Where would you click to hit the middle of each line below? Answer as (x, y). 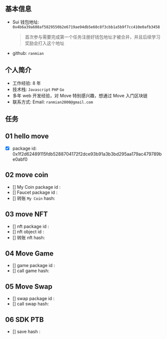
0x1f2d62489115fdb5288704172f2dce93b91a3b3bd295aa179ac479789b (87, 154)
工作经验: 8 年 (27, 83)
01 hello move (27, 136)
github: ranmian (28, 53)
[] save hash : (26, 332)
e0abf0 (20, 159)
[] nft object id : (28, 232)
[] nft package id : (31, 226)
